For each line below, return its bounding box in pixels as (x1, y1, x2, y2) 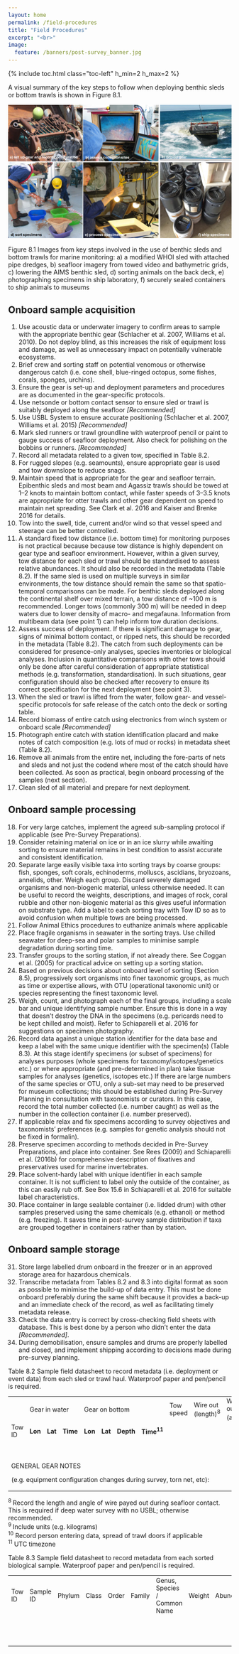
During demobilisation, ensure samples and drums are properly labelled (18, 1338, 228, 1346)
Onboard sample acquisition (8, 304, 135, 316)
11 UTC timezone (8, 1539, 56, 1548)
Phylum (57, 1591, 80, 1599)
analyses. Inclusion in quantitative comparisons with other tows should (18, 655, 226, 664)
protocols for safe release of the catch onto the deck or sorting (43, 700, 228, 709)
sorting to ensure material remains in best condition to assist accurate (18, 845, 223, 854)
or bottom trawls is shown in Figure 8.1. (8, 91, 123, 99)
